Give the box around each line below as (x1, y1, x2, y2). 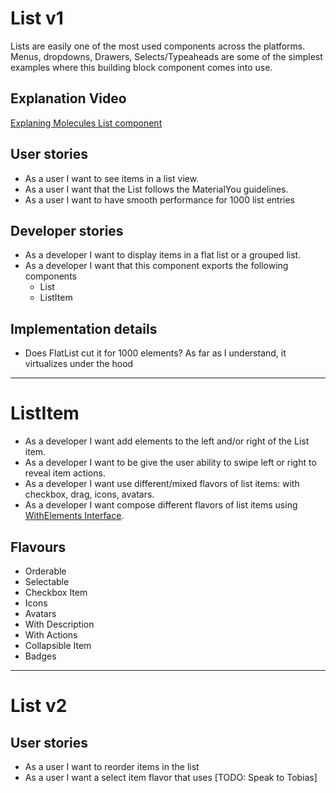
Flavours (10, 538, 67, 556)
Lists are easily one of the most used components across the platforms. (10, 40, 306, 52)
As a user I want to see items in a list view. (24, 172, 200, 184)
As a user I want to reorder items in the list (24, 760, 200, 772)
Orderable (24, 565, 67, 577)
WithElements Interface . (24, 510, 125, 522)
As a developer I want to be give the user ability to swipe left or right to (24, 457, 317, 469)
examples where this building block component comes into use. (10, 61, 273, 73)
